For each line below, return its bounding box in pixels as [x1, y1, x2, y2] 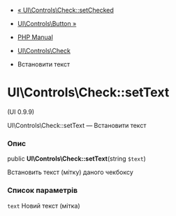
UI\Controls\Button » [17, 20, 77, 27]
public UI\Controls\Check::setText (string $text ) [7, 154, 147, 163]
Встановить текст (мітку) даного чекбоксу [7, 168, 134, 177]
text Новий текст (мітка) [7, 201, 80, 210]
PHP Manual [17, 33, 54, 41]
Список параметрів [7, 185, 78, 195]
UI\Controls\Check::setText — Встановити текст [7, 121, 147, 129]
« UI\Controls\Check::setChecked [17, 6, 114, 14]
